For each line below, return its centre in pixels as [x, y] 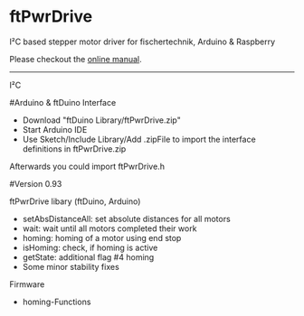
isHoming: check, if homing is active [90, 247]
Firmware [27, 284]
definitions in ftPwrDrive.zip [74, 149]
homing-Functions [57, 302]
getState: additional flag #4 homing [88, 257]
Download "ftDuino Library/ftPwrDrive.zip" [101, 120]
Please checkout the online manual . [76, 59]
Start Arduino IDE [55, 129]
